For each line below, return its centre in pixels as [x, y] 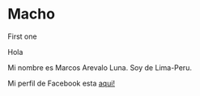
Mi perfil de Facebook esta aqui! [61, 83]
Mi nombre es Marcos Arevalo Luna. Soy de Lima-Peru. [100, 67]
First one [22, 36]
